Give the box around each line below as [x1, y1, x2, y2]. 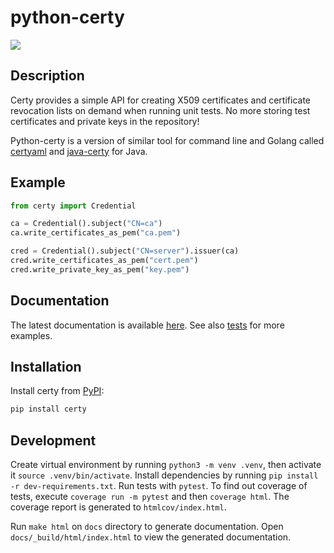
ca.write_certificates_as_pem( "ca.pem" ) [10, 228, 182, 238]
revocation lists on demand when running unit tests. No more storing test [10, 104, 311, 116]
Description [10, 67, 85, 85]
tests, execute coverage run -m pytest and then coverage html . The [10, 491, 290, 503]
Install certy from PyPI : [10, 385, 105, 397]
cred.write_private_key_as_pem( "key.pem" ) [10, 264, 190, 275]
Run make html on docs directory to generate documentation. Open [10, 521, 284, 533]
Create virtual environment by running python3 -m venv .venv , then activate [10, 459, 322, 471]
